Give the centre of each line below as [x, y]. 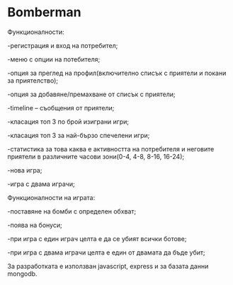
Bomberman [44, 12]
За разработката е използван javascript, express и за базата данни [108, 266]
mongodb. [22, 274]
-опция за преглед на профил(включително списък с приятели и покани [117, 73]
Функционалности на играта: [51, 197]
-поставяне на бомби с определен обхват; [72, 211]
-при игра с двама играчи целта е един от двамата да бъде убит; [106, 252]
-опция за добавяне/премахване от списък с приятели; [91, 94]
